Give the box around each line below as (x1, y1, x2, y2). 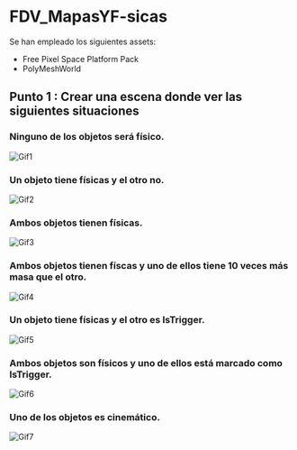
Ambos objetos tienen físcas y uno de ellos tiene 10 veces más (9, 260, 289, 272)
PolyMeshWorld (22, 63, 82, 74)
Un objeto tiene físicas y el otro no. (9, 173, 165, 186)
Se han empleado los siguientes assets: (9, 36, 157, 47)
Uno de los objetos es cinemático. (9, 411, 160, 424)
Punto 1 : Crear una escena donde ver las (9, 89, 243, 105)
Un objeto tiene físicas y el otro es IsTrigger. (9, 314, 205, 326)
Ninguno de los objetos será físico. (9, 131, 165, 143)
